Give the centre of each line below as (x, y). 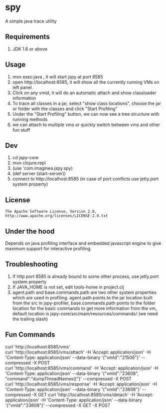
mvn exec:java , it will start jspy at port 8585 (58, 77)
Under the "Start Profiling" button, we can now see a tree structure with (86, 114)
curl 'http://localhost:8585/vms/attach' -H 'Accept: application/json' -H (78, 352)
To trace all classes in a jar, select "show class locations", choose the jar (86, 103)
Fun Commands (30, 335)
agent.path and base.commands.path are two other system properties (84, 292)
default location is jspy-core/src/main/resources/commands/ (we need (85, 313)
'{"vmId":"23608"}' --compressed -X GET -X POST (58, 405)
